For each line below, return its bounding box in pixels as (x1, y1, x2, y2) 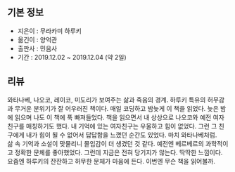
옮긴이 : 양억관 (17, 35, 58, 44)
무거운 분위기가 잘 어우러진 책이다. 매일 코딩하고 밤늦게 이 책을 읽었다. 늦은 (14, 104, 220, 112)
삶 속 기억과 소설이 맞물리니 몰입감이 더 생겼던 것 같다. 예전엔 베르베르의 (7, 139, 204, 147)
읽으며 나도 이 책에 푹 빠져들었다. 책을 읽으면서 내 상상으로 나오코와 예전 (14, 113, 212, 121)
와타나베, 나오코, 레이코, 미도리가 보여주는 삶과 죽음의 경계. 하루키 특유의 (7, 95, 206, 104)
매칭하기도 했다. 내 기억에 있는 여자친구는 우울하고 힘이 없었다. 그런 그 (25, 121, 217, 130)
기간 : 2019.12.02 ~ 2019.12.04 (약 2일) (17, 53, 127, 61)
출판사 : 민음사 (17, 44, 58, 53)
